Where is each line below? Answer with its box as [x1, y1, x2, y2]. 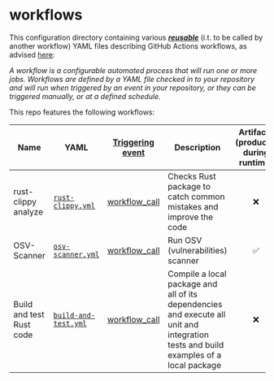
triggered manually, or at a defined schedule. [9, 91, 161, 101]
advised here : [9, 50, 55, 59]
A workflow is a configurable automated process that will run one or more [9, 65, 258, 75]
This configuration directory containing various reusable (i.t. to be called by [9, 32, 263, 42]
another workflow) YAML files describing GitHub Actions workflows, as [9, 41, 247, 50]
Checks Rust [167, 171, 216, 182]
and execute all [167, 309, 226, 320]
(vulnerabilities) [167, 245, 228, 256]
